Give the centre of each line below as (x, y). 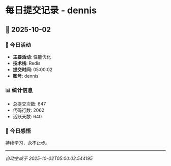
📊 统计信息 (19, 90)
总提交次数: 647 (29, 104)
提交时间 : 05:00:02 (33, 70)
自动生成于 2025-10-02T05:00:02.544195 (49, 158)
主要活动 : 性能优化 (32, 57)
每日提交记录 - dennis (51, 10)
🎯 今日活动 (18, 45)
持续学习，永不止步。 (27, 143)
